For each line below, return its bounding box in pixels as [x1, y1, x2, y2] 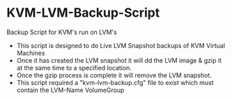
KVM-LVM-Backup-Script [6, 5, 160, 21]
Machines [16, 49, 45, 57]
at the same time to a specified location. [16, 63, 132, 72]
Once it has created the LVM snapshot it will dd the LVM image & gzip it [16, 56, 222, 64]
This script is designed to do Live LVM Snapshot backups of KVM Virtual [16, 41, 226, 49]
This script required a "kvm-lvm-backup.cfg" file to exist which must [16, 78, 214, 86]
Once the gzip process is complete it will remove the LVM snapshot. [16, 71, 212, 79]
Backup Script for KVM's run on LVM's [6, 28, 118, 36]
